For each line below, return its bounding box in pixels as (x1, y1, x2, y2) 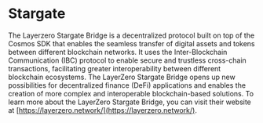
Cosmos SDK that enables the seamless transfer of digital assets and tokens (8, 38, 255, 48)
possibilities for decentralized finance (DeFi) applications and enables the (8, 80, 246, 90)
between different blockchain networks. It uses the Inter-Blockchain (8, 47, 228, 56)
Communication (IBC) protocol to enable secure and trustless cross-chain (8, 56, 247, 65)
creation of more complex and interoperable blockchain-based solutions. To (8, 89, 254, 98)
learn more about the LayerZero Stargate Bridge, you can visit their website (8, 97, 251, 107)
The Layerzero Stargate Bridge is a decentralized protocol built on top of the (8, 31, 255, 40)
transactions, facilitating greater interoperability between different (8, 63, 221, 73)
